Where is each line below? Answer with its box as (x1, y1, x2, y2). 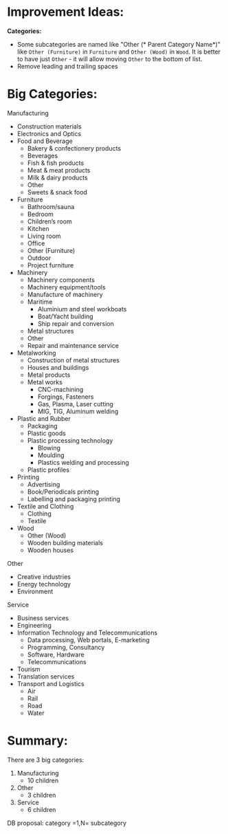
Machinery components (27, 276, 95, 284)
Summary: (7, 733, 69, 749)
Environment (16, 587, 54, 595)
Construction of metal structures (27, 355, 120, 364)
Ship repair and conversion (37, 319, 115, 327)
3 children (27, 791, 56, 799)
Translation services (16, 672, 75, 681)
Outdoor (27, 254, 52, 262)
